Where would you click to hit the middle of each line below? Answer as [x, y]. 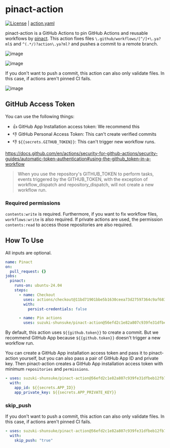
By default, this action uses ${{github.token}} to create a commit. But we [82, 332]
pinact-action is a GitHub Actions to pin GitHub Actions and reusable [77, 33]
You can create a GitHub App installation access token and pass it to [76, 353]
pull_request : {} [28, 271]
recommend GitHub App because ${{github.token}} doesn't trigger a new [83, 338]
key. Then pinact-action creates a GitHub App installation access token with [84, 364]
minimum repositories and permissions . [47, 369]
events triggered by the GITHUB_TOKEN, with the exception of [83, 179]
